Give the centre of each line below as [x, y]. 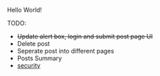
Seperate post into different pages [66, 51]
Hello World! [25, 10]
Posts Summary [39, 58]
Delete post [33, 43]
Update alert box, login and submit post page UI [85, 36]
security [29, 65]
